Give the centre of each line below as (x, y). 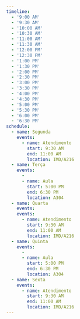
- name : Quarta (30, 203)
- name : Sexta (28, 280)
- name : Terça (28, 165)
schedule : (18, 127)
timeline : (18, 11)
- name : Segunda (31, 132)
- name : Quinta (30, 241)
